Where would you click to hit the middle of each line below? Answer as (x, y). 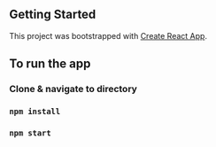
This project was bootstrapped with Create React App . (108, 35)
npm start (30, 133)
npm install (35, 112)
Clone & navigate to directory (73, 89)
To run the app (50, 64)
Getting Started (53, 15)
